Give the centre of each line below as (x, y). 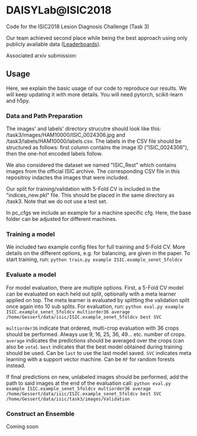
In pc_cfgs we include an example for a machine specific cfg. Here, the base (99, 213)
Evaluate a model (31, 275)
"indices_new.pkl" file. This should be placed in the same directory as (90, 195)
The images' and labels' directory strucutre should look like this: (84, 129)
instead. (16, 365)
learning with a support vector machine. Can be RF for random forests (90, 359)
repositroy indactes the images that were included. (68, 177)
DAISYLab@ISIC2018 (59, 10)
